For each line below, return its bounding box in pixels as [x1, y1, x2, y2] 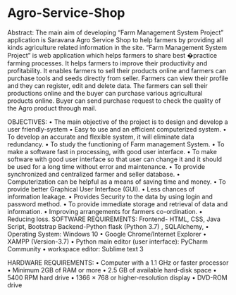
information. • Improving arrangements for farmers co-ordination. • [7, 207, 203, 215]
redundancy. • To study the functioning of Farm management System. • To [7, 139, 225, 149]
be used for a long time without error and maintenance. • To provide [7, 162, 206, 170]
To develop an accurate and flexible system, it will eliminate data [7, 132, 195, 141]
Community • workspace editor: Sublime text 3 [7, 244, 144, 253]
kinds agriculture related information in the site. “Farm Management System [7, 43, 228, 51]
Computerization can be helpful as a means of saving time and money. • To [7, 177, 227, 186]
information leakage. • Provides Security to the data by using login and [7, 192, 213, 201]
